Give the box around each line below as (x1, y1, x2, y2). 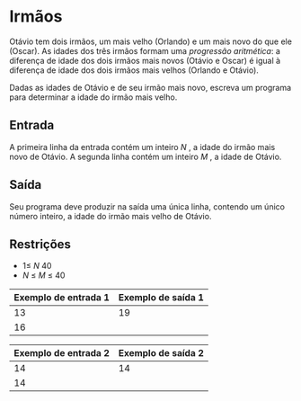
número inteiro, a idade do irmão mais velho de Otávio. (9, 210, 212, 221)
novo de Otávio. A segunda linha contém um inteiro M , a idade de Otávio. (9, 151, 282, 162)
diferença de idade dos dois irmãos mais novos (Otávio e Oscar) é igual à (9, 55, 281, 66)
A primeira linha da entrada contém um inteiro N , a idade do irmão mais (9, 141, 276, 152)
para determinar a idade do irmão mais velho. (9, 92, 178, 102)
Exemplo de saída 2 (118, 347, 205, 360)
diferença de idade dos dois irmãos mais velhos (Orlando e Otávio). (9, 65, 259, 76)
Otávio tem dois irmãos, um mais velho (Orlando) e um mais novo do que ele (9, 36, 292, 47)
